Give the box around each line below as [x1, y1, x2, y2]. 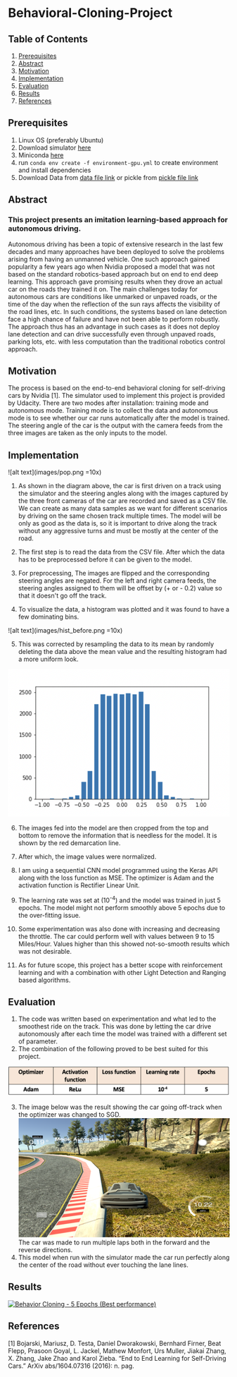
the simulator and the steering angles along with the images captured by [18, 489, 229, 498]
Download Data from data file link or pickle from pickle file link [18, 173, 199, 181]
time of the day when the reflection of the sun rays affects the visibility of [8, 300, 221, 308]
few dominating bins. [18, 612, 79, 621]
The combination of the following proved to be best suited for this [18, 1045, 209, 1053]
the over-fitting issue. [18, 911, 81, 919]
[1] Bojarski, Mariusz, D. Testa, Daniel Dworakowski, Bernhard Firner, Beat [8, 1339, 222, 1347]
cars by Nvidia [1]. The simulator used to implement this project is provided [8, 392, 226, 400]
